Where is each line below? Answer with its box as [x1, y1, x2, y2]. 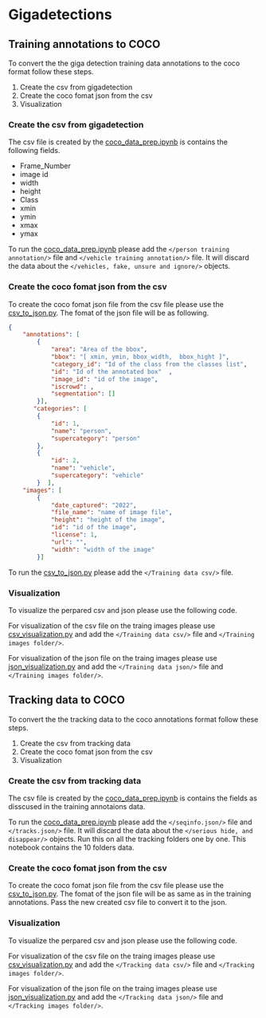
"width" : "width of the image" [50, 545, 155, 553]
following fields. [8, 146, 61, 155]
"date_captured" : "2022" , [50, 501, 137, 509]
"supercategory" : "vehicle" [50, 472, 145, 480]
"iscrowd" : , [50, 383, 94, 391]
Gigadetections [8, 6, 113, 24]
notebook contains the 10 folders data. [8, 843, 135, 852]
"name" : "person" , [50, 426, 112, 435]
